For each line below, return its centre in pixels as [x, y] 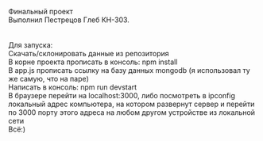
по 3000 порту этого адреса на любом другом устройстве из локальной [132, 112]
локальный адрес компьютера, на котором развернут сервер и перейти [131, 104]
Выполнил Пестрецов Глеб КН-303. [69, 20]
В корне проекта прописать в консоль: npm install [93, 62]
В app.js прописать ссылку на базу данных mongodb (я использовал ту [129, 70]
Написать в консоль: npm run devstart [73, 87]
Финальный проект [41, 11]
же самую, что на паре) [49, 79]
